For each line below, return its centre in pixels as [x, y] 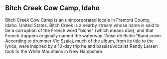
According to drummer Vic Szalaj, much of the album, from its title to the [80, 41]
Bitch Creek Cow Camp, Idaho [52, 8]
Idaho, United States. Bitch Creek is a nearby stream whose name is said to [82, 25]
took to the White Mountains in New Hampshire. [54, 51]
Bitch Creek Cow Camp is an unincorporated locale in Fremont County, [78, 20]
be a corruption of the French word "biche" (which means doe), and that [79, 30]
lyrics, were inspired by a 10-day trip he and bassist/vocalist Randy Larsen [82, 46]
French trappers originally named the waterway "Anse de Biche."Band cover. [84, 35]
